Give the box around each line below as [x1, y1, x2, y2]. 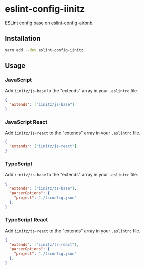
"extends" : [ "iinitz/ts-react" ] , [9, 242, 79, 247]
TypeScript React [5, 216, 48, 223]
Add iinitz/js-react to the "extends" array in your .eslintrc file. [5, 130, 141, 135]
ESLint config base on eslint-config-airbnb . [5, 20, 94, 26]
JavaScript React [5, 118, 48, 125]
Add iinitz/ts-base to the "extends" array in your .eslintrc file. [5, 172, 138, 178]
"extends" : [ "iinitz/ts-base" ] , [9, 186, 77, 191]
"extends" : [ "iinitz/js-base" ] [9, 102, 75, 107]
